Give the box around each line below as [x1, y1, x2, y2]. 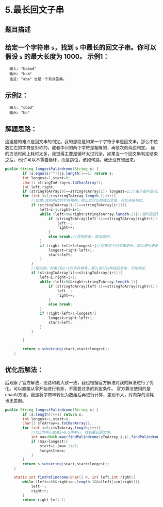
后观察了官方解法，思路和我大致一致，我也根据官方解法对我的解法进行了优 [5, 379, 154, 385]
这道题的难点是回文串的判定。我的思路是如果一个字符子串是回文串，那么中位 [5, 139, 158, 145]
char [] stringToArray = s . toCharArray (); [22, 180, 103, 185]
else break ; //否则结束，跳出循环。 [48, 234, 113, 239]
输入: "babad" [9, 67, 36, 71]
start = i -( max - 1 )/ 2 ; [39, 443, 79, 448]
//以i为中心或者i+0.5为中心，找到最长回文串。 [31, 430, 114, 435]
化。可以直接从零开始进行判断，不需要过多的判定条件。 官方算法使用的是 [5, 386, 151, 391]
